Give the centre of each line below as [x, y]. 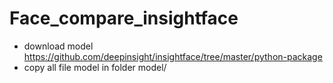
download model [58, 46]
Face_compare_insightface [124, 18]
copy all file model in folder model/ [95, 67]
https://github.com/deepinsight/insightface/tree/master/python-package [173, 56]
